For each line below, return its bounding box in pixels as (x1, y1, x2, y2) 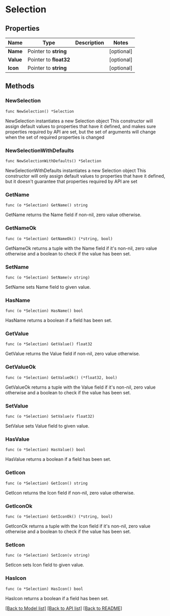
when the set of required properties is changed (5, 134, 105, 140)
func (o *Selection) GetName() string (5, 203, 88, 208)
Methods (5, 82, 35, 91)
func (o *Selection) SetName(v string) (5, 275, 90, 280)
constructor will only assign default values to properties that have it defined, (5, 173, 165, 179)
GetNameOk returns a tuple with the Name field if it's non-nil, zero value (5, 245, 157, 251)
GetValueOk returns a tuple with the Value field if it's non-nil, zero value (5, 384, 156, 390)
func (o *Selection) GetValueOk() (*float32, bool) (5, 375, 117, 380)
